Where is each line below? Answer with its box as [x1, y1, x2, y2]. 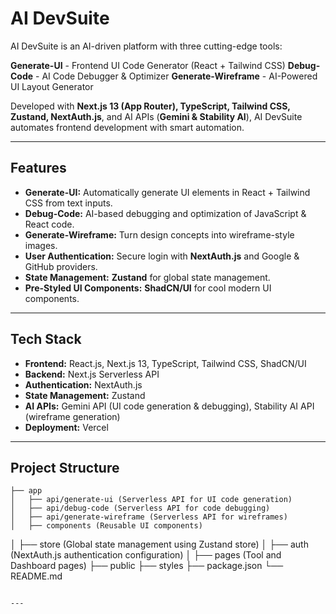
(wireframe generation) [24, 410, 121, 422]
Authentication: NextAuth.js [24, 378, 143, 391]
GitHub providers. [24, 260, 98, 272]
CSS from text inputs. [24, 197, 113, 209]
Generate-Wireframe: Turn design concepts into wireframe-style [24, 228, 295, 241]
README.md [10, 570, 63, 582]
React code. [24, 218, 75, 230]
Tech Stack [10, 331, 82, 348]
